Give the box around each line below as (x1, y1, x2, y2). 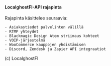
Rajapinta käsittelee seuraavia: (5, 15, 68, 21)
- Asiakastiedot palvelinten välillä (5, 25, 84, 30)
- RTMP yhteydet (5, 29, 39, 34)
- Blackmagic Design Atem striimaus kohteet (5, 33, 99, 38)
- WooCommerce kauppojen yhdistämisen (5, 42, 86, 47)
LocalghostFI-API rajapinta (5, 4, 62, 10)
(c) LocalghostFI (5, 55, 39, 61)
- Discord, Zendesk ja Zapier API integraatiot (5, 46, 106, 52)
